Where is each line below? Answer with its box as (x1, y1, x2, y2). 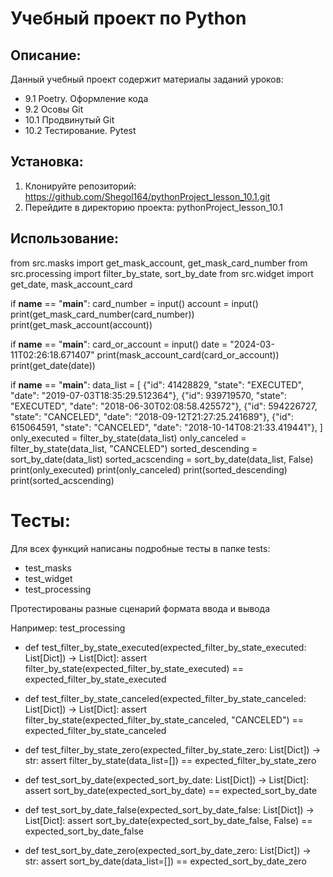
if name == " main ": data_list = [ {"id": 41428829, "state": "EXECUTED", (10, 378, 305, 391)
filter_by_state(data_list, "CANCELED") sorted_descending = (10, 442, 258, 454)
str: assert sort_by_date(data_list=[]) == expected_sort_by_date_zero (24, 855, 307, 867)
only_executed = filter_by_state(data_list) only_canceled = (10, 432, 247, 444)
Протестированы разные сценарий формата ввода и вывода (10, 602, 271, 614)
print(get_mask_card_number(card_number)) (10, 308, 195, 320)
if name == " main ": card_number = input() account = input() (10, 297, 259, 309)
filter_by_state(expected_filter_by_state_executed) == (24, 662, 244, 674)
